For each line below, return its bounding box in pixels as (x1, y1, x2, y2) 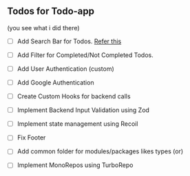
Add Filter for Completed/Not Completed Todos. (17, 51, 154, 59)
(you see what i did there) (7, 23, 81, 32)
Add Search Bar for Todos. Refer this (17, 37, 122, 45)
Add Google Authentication (17, 78, 94, 87)
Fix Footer (17, 133, 46, 142)
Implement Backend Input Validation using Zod (17, 106, 150, 114)
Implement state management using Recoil (17, 120, 138, 128)
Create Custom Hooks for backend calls (17, 92, 131, 100)
